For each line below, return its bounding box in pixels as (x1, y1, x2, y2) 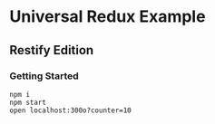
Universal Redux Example (9, 6, 206, 27)
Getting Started (9, 70, 79, 82)
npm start (9, 98, 47, 107)
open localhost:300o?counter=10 (9, 106, 132, 115)
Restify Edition (9, 43, 94, 58)
